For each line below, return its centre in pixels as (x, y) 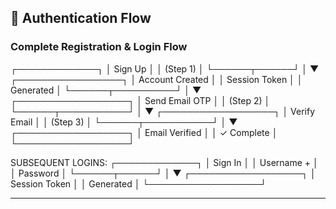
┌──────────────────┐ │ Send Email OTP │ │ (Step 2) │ (140, 100)
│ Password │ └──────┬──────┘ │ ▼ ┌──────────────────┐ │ (163, 173)
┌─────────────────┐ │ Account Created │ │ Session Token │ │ (156, 79)
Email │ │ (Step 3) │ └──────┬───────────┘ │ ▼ (124, 122)
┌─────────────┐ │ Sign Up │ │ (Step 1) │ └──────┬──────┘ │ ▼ (165, 68)
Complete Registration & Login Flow (99, 47)
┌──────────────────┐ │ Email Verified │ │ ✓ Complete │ (144, 132)
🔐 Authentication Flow (81, 18)
